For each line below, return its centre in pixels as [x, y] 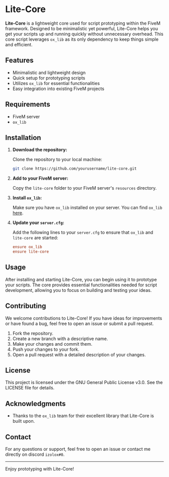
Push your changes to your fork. [46, 349]
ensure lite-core [31, 252]
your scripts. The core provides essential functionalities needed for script [81, 285]
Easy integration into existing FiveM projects [58, 89]
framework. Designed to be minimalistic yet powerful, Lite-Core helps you [82, 28]
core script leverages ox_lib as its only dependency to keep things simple [82, 39]
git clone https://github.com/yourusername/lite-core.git [74, 169]
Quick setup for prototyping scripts [49, 78]
